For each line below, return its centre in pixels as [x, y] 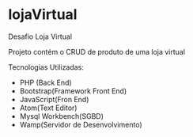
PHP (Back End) [46, 82]
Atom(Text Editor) [48, 108]
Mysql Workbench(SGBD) [62, 116]
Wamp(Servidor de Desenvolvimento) [81, 124]
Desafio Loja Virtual [40, 36]
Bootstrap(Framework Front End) [73, 91]
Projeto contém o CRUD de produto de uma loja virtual [97, 51]
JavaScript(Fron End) [54, 99]
